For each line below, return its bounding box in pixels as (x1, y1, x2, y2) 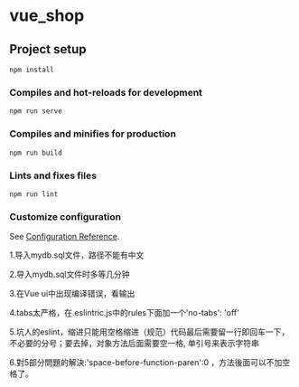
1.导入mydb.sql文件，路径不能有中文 (9, 250, 145, 260)
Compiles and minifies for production (9, 127, 176, 140)
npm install (9, 65, 54, 74)
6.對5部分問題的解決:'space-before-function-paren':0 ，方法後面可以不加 (9, 357, 283, 368)
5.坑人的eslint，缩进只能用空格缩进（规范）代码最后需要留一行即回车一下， (9, 326, 290, 337)
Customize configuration (9, 210, 122, 222)
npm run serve (9, 107, 63, 116)
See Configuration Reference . (9, 231, 120, 242)
